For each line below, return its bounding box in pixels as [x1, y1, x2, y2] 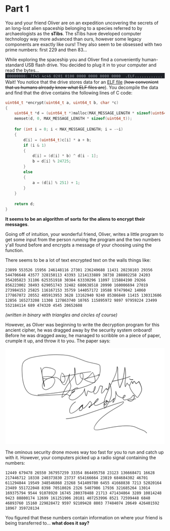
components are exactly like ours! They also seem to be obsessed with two [5, 41, 162, 47]
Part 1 [5, 3, 29, 15]
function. [5, 248, 24, 254]
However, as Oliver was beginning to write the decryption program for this [5, 322, 160, 328]
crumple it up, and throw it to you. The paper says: [5, 338, 110, 344]
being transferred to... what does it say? [5, 520, 90, 526]
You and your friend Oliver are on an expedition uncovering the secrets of [5, 20, 159, 26]
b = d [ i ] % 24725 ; [32, 159, 71, 164]
